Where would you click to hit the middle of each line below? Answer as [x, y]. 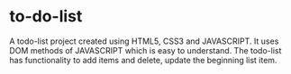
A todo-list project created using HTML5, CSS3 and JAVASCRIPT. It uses [144, 41]
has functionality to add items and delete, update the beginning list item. [143, 60]
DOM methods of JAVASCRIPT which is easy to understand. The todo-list [145, 50]
